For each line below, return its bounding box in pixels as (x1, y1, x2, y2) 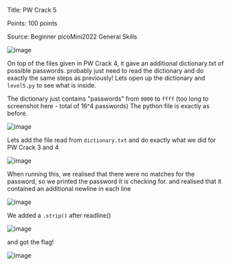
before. (7, 110, 28, 117)
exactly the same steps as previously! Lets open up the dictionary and (7, 74, 206, 82)
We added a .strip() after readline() (7, 212, 111, 219)
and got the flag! (7, 238, 54, 246)
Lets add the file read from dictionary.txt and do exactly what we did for (7, 136, 217, 144)
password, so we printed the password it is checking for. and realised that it (7, 177, 222, 185)
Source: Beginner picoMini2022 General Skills (7, 32, 137, 41)
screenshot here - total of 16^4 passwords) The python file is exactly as (7, 102, 210, 110)
